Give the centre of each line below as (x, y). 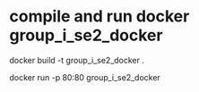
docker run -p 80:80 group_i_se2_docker (85, 77)
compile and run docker (99, 17)
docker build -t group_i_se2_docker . (77, 60)
